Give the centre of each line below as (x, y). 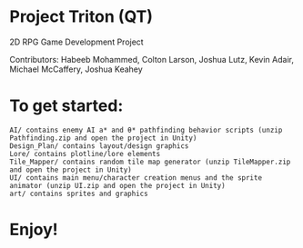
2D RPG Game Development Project (76, 42)
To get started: (66, 106)
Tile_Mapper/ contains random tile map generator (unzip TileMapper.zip (150, 162)
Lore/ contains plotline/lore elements (85, 154)
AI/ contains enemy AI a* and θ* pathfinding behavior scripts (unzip (146, 130)
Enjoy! (34, 230)
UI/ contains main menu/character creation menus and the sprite (136, 178)
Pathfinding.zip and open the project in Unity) (103, 138)
